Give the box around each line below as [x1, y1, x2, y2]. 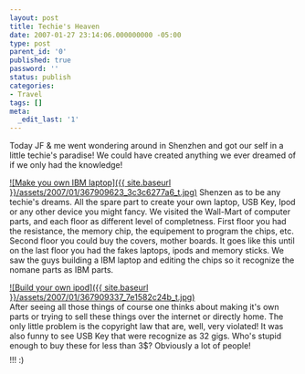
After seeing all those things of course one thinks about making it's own [9, 302, 280, 313]
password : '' [9, 65, 59, 74]
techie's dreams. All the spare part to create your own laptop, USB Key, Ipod [9, 197, 296, 208]
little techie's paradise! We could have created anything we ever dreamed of [9, 150, 297, 161]
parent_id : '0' [9, 47, 68, 57]
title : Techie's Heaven [9, 22, 100, 31]
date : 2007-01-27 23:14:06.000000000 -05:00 [9, 30, 182, 39]
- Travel [9, 89, 43, 99]
